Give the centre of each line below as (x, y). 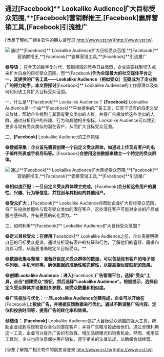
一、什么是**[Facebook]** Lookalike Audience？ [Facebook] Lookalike (77, 102)
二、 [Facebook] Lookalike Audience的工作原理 (52, 137)
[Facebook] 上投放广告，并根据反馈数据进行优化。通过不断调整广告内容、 (79, 304)
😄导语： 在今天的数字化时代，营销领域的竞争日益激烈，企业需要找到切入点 (81, 67)
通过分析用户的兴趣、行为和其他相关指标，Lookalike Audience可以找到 (84, 120)
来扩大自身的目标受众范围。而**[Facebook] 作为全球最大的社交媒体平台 (76, 73)
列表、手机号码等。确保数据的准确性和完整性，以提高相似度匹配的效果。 (82, 265)
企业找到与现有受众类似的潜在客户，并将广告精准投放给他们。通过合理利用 (84, 327)
